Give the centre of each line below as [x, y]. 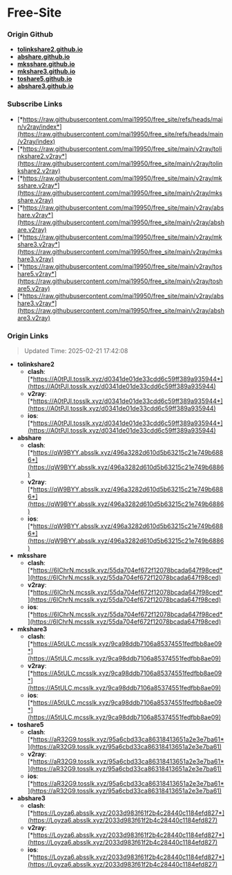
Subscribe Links [35, 104]
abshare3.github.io [45, 86]
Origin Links [28, 336]
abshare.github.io [43, 57]
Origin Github [30, 35]
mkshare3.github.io [46, 71]
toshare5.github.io [45, 79]
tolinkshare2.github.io [50, 49]
